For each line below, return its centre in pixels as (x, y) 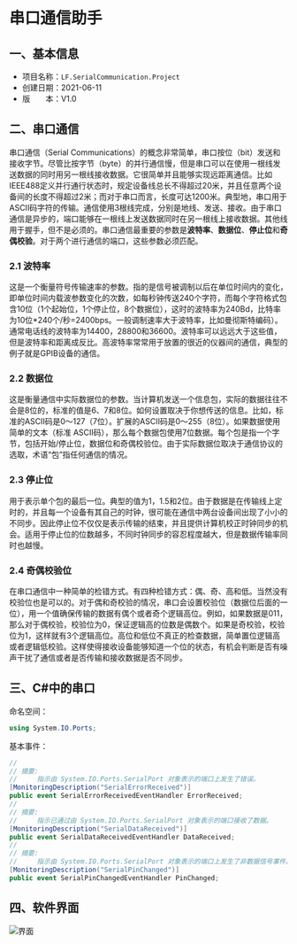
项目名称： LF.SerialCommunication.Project (101, 77)
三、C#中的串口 (52, 689)
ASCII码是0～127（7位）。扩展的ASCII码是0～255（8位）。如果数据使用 (152, 422)
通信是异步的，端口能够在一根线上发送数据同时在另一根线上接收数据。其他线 (148, 219)
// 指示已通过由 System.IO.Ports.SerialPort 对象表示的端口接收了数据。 (141, 820)
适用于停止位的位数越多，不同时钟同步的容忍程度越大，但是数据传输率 (152, 534)
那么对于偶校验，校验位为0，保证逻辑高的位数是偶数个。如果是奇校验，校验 (147, 624)
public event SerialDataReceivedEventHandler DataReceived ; (122, 837)
